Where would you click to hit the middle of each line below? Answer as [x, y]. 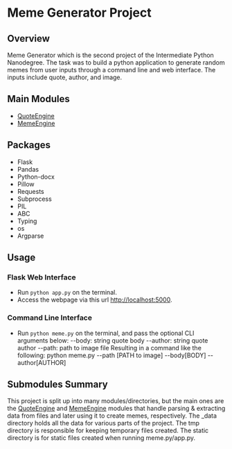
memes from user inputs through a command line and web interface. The [111, 70]
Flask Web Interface [42, 277]
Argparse [30, 236]
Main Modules [39, 99]
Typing [27, 221]
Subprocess [34, 199]
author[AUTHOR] [42, 362]
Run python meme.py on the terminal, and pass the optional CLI [106, 333]
